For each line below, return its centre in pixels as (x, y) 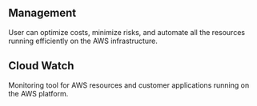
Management (42, 13)
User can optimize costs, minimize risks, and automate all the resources (127, 32)
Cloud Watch (41, 66)
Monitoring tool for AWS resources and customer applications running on (129, 85)
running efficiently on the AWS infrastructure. (83, 41)
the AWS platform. (38, 93)
